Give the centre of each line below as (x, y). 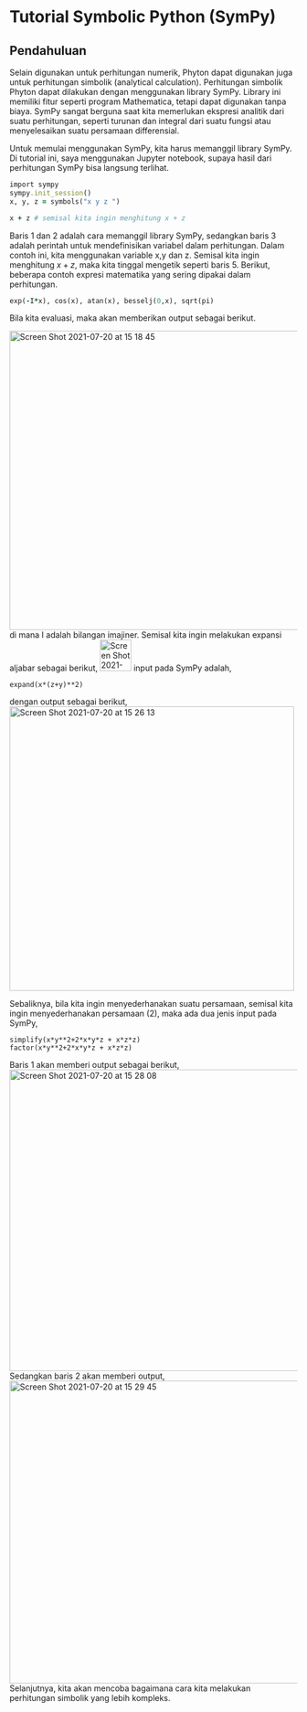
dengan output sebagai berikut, (69, 702)
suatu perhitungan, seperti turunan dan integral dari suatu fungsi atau (140, 121)
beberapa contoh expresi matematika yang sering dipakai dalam (130, 274)
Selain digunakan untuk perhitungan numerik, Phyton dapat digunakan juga (151, 72)
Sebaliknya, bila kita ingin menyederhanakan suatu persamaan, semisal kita (152, 1004)
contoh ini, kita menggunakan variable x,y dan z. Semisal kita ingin (135, 255)
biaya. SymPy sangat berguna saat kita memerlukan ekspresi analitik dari (147, 111)
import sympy (34, 185)
